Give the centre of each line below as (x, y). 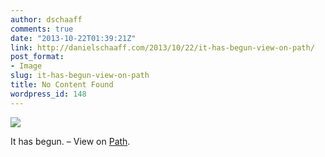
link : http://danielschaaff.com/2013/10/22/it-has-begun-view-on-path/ (162, 47)
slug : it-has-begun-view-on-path (80, 76)
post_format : (37, 57)
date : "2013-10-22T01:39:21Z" (73, 38)
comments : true (42, 29)
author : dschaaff (46, 19)
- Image (26, 66)
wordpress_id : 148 (48, 94)
